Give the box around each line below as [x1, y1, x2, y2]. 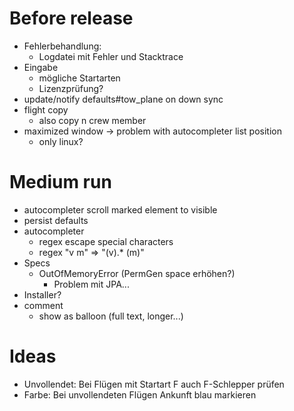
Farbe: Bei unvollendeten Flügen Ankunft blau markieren [23, 388, 257, 401]
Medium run [9, 171, 112, 194]
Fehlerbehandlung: [23, 40, 102, 52]
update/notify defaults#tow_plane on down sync [23, 93, 224, 105]
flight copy [23, 103, 69, 116]
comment [23, 299, 64, 311]
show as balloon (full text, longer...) [38, 310, 184, 322]
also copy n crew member [38, 114, 147, 126]
